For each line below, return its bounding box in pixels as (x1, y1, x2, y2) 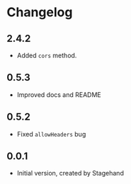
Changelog (6, 4, 73, 21)
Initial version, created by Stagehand (16, 169, 125, 178)
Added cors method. (16, 51, 77, 59)
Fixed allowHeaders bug (16, 130, 86, 138)
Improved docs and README (16, 90, 102, 99)
